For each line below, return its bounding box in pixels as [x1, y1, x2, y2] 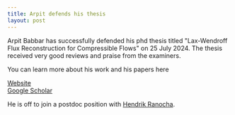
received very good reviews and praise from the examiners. [7, 51, 181, 60]
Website [7, 78, 32, 87]
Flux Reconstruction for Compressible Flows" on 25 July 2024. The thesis [7, 44, 223, 52]
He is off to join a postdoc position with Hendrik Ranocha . [7, 99, 176, 108]
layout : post [7, 17, 46, 24]
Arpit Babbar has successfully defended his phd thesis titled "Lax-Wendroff [7, 36, 228, 44]
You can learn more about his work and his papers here [7, 65, 169, 73]
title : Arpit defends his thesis [7, 10, 106, 18]
